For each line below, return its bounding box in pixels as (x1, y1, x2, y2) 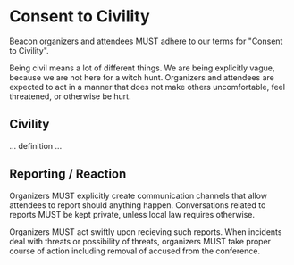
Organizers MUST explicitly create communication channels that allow (9, 190, 268, 201)
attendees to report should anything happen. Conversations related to (9, 199, 266, 211)
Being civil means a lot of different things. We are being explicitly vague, (9, 62, 275, 73)
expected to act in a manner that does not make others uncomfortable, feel (9, 81, 286, 92)
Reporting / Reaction (9, 167, 127, 182)
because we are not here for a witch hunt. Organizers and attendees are (9, 71, 275, 82)
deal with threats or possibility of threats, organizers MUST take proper (9, 236, 271, 246)
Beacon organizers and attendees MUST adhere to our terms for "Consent (9, 36, 283, 46)
